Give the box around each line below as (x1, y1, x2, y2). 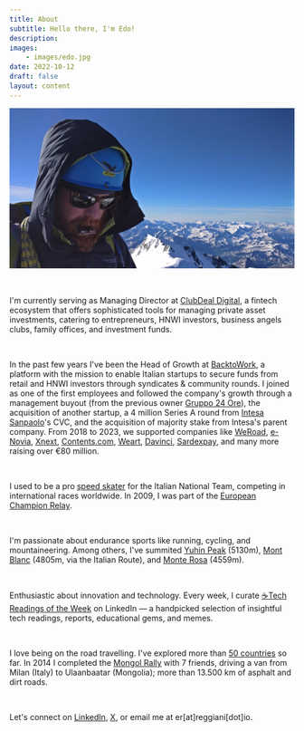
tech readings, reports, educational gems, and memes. (9, 612, 214, 624)
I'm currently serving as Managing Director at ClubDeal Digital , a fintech (9, 295, 278, 306)
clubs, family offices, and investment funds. (9, 324, 173, 335)
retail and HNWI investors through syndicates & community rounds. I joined (9, 379, 290, 390)
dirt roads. (9, 677, 48, 688)
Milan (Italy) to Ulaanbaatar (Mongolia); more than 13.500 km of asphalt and (9, 667, 292, 678)
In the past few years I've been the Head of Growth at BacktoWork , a (9, 359, 265, 370)
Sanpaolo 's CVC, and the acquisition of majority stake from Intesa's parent (9, 417, 288, 428)
